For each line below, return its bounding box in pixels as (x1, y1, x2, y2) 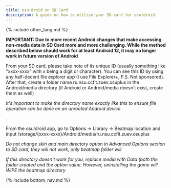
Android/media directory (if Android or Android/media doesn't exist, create (6, 84, 163, 90)
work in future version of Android (6, 52, 78, 59)
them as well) (6, 90, 34, 96)
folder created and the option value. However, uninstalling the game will (6, 161, 158, 167)
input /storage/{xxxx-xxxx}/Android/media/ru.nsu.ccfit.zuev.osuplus (6, 130, 150, 137)
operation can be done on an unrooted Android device (6, 105, 121, 111)
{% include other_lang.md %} (6, 26, 68, 32)
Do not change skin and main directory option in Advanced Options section (6, 141, 165, 147)
